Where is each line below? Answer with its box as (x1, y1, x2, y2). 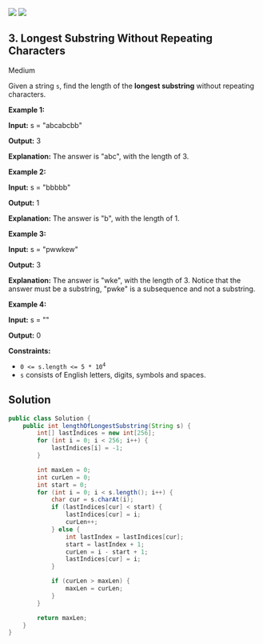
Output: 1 (8, 198, 40, 207)
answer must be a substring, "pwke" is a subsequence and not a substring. (8, 284, 256, 294)
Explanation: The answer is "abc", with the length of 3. (8, 151, 189, 161)
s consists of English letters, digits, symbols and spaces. (19, 370, 206, 379)
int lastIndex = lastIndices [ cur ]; (65, 533, 184, 541)
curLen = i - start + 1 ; (65, 548, 149, 556)
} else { (50, 525, 81, 534)
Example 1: (8, 105, 46, 114)
